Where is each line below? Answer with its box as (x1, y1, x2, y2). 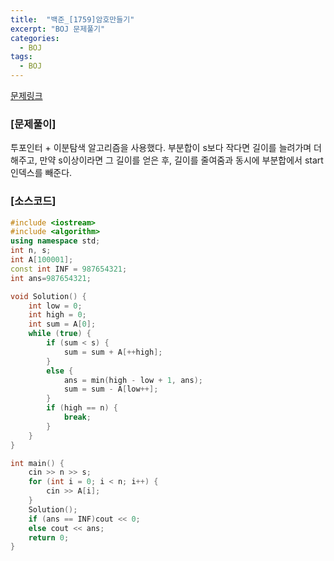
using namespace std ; (10, 236, 101, 246)
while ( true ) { (28, 329, 92, 339)
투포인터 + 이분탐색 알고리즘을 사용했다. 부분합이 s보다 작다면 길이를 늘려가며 (10, 142, 312, 154)
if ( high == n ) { (46, 403, 118, 413)
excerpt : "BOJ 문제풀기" (10, 24, 106, 34)
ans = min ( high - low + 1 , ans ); (63, 375, 203, 385)
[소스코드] (10, 194, 57, 208)
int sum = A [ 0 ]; (28, 319, 97, 330)
